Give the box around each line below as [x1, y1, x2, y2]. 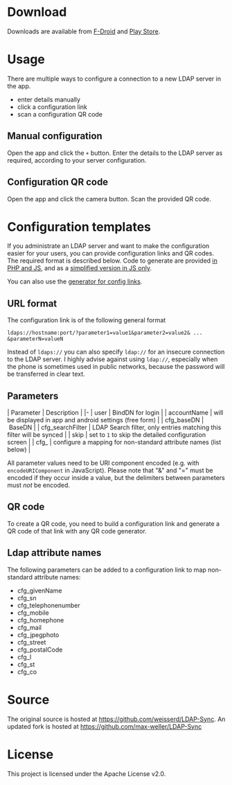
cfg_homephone [17, 615, 64, 624]
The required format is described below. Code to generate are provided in [7, 256, 218, 265]
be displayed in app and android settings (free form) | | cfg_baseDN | [7, 416, 204, 424]
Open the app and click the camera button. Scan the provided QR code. [7, 195, 211, 203]
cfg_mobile [17, 609, 50, 617]
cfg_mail [17, 623, 42, 631]
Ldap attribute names [7, 547, 102, 559]
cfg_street [17, 638, 46, 646]
